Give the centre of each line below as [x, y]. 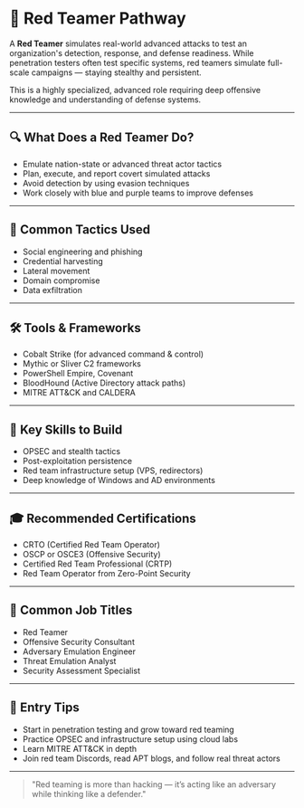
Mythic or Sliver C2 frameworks [82, 364]
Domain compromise [61, 280]
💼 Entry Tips [44, 708]
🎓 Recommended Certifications [103, 518]
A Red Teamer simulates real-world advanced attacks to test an [128, 43]
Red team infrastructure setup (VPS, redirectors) [113, 471]
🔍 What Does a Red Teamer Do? [102, 138]
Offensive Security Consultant [79, 642]
